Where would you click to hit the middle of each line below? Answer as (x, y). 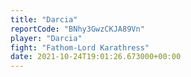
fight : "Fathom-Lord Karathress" (80, 47)
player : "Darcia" (46, 38)
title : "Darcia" (44, 19)
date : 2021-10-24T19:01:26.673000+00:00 (96, 57)
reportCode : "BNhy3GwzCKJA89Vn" (77, 29)
